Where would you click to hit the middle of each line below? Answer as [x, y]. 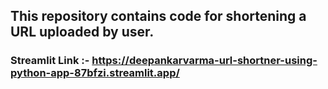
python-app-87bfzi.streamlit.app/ [95, 73]
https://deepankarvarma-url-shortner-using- [204, 61]
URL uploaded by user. [82, 32]
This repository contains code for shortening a [158, 16]
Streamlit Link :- [50, 61]
